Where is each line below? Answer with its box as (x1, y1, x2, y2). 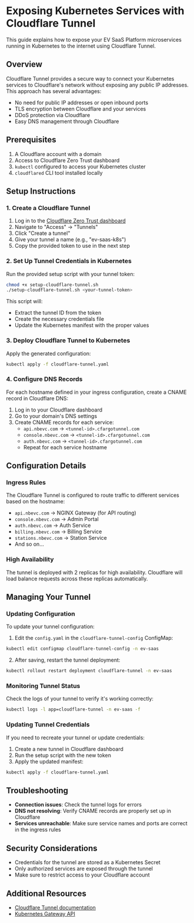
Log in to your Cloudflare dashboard (14, 406, 103, 413)
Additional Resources (6, 888, 86, 898)
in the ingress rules (14, 826, 62, 834)
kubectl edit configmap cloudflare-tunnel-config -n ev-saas (6, 646, 159, 652)
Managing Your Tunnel (6, 592, 91, 602)
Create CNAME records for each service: (14, 419, 114, 426)
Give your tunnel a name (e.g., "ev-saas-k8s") (14, 236, 126, 243)
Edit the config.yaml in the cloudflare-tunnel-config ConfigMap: (14, 635, 173, 642)
